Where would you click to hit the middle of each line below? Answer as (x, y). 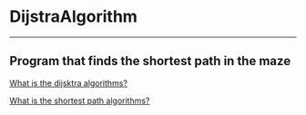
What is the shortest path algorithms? (80, 101)
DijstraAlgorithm (74, 17)
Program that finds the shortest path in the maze (150, 61)
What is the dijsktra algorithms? (68, 82)
